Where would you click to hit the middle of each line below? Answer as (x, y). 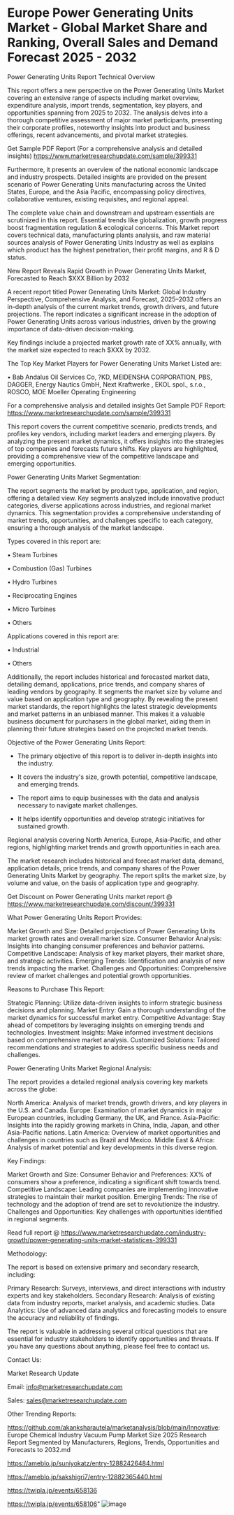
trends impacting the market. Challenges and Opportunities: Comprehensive (117, 968)
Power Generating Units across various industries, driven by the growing (112, 321)
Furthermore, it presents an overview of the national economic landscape (113, 169)
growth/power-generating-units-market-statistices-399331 (92, 1240)
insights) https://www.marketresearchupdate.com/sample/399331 (102, 156)
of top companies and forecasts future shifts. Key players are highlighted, (113, 448)
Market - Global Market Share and (108, 28)
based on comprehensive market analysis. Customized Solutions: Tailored (114, 1040)
